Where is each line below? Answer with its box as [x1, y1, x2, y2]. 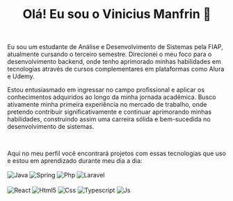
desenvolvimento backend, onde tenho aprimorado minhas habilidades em [7, 57, 221, 65]
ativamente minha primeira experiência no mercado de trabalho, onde [7, 100, 207, 108]
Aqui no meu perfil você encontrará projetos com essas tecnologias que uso [7, 149, 226, 157]
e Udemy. [7, 72, 35, 80]
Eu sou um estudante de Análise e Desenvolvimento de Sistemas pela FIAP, [7, 42, 224, 51]
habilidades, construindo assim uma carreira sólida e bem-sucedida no [7, 114, 211, 123]
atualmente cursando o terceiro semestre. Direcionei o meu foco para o [7, 50, 212, 58]
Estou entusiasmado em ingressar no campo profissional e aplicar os [7, 85, 205, 94]
